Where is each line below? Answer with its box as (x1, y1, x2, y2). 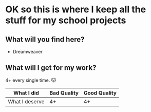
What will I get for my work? (5, 63, 97, 72)
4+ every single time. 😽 (5, 77, 56, 83)
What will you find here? (5, 35, 85, 44)
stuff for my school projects (5, 14, 126, 26)
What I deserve (8, 98, 45, 105)
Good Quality (83, 89, 117, 96)
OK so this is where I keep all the (5, 4, 146, 15)
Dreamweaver (12, 49, 43, 54)
